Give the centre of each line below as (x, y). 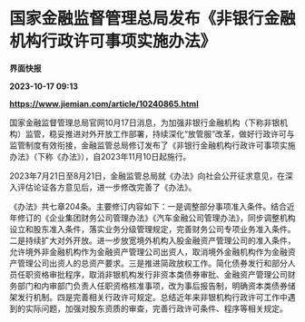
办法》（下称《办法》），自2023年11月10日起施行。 (100, 156)
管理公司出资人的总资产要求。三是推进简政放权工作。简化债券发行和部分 (152, 263)
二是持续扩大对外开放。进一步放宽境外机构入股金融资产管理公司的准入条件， (152, 240)
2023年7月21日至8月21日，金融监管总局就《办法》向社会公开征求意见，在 (148, 176)
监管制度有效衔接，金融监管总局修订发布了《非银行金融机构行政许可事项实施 (152, 145)
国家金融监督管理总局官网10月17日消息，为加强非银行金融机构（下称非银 (145, 122)
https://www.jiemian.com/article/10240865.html (104, 103)
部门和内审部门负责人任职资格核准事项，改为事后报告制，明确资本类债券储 (156, 286)
